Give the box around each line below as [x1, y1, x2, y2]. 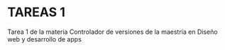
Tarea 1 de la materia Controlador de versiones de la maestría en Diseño [7, 27, 218, 36]
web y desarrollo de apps [7, 35, 82, 43]
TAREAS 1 [7, 4, 66, 20]
